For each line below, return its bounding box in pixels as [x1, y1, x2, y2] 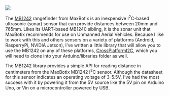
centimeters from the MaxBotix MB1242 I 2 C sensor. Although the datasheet [5, 68, 163, 75]
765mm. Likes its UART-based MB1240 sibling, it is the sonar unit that [5, 26, 151, 32]
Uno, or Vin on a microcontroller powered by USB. [5, 85, 110, 91]
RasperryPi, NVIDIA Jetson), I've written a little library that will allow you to [5, 42, 161, 48]
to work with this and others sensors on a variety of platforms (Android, [5, 36, 155, 42]
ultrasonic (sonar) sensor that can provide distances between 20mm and [5, 20, 158, 27]
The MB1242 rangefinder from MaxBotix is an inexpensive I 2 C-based [5, 15, 150, 21]
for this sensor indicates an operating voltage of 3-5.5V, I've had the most [5, 74, 160, 80]
